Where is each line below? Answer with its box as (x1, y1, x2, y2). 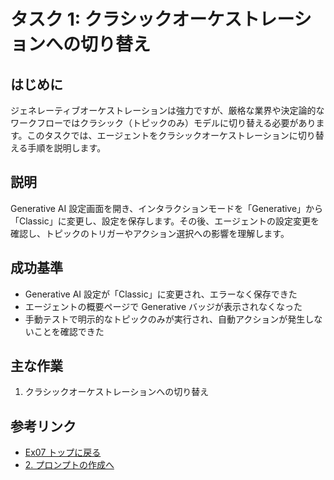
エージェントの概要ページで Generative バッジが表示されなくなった (24, 300, 303, 312)
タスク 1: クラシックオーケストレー (10, 8, 295, 31)
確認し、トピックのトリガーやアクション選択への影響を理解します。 (10, 227, 290, 239)
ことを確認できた (33, 325, 105, 337)
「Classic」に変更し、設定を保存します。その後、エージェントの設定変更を (10, 215, 320, 227)
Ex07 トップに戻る (24, 446, 102, 459)
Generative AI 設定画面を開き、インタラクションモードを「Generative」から (10, 202, 324, 214)
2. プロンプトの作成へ (24, 459, 115, 471)
